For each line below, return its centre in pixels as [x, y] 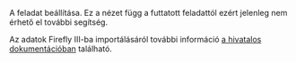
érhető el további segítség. [59, 22]
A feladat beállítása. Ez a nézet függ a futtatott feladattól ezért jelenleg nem [148, 13]
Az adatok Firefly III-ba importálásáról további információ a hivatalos [135, 39]
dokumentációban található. [61, 49]
